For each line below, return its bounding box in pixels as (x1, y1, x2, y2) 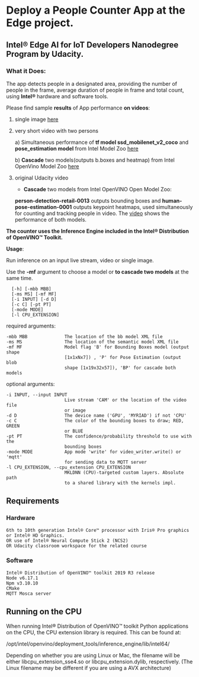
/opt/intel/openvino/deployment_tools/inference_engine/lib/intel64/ (6, 640, 170, 647)
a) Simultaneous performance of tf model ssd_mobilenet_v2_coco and (14, 139, 189, 146)
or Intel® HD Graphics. (6, 532, 65, 538)
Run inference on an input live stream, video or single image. (6, 256, 154, 264)
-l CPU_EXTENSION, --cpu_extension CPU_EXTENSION (6, 464, 131, 470)
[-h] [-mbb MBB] (11, 285, 52, 292)
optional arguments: (6, 380, 55, 387)
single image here (14, 115, 59, 123)
